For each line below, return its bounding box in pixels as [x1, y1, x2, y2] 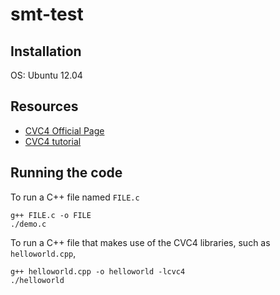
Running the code [10, 164, 123, 182]
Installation [10, 43, 82, 60]
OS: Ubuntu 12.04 [10, 69, 83, 81]
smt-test [10, 3, 84, 26]
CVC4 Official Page [24, 124, 105, 137]
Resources [10, 98, 79, 115]
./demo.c [10, 219, 47, 229]
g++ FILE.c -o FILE [10, 210, 92, 220]
